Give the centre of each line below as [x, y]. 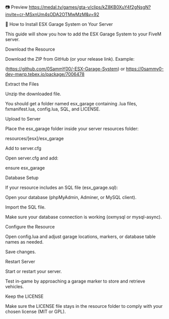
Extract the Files [22, 84]
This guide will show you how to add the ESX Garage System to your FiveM [83, 34]
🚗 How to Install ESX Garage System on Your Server [59, 24]
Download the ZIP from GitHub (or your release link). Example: [70, 59]
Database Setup [22, 178]
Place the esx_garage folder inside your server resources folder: [72, 129]
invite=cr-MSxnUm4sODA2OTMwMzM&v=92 [52, 14]
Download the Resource [30, 49]
